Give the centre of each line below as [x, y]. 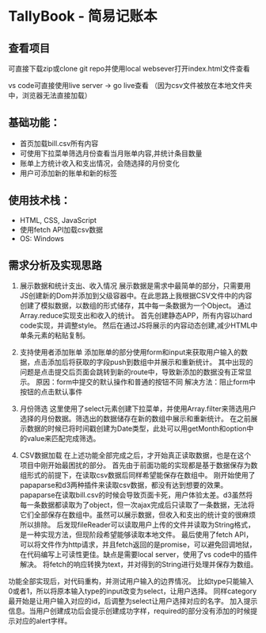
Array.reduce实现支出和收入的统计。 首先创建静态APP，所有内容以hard [136, 316]
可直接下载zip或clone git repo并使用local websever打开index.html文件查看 [129, 69]
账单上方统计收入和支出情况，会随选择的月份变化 [99, 163]
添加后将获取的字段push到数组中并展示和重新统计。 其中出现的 [150, 363]
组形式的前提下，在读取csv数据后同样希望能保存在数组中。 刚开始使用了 [137, 475]
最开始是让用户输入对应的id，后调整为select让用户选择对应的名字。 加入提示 [133, 601]
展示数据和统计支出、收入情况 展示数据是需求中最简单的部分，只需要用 [135, 286]
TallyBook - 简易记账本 [83, 16]
